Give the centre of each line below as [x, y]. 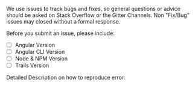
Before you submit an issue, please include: [60, 33]
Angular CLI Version [40, 52]
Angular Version [35, 45]
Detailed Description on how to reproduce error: [66, 77]
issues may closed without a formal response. [63, 21]
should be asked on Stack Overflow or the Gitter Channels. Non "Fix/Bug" [98, 15]
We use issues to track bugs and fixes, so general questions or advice [94, 9]
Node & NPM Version [41, 59]
